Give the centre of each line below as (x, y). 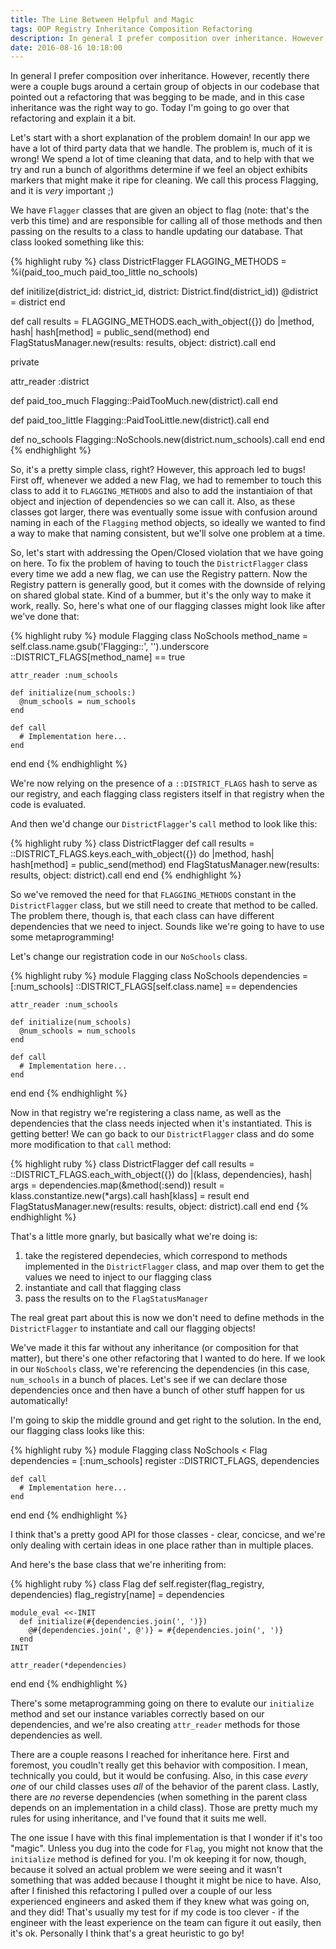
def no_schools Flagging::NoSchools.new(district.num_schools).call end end (168, 440)
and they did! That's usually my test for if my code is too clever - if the (155, 1912)
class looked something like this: (77, 242)
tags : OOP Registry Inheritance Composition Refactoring (131, 29)
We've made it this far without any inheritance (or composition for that (154, 1348)
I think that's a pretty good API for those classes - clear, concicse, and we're (168, 1535)
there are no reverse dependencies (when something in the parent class (159, 1797)
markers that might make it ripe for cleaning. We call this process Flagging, (164, 180)
